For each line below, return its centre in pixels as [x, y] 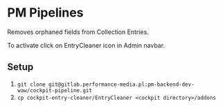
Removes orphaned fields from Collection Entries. [78, 32]
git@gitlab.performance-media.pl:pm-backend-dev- [121, 84]
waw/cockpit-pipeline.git [54, 90]
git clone [32, 84]
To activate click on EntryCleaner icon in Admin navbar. [86, 45]
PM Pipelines [45, 13]
